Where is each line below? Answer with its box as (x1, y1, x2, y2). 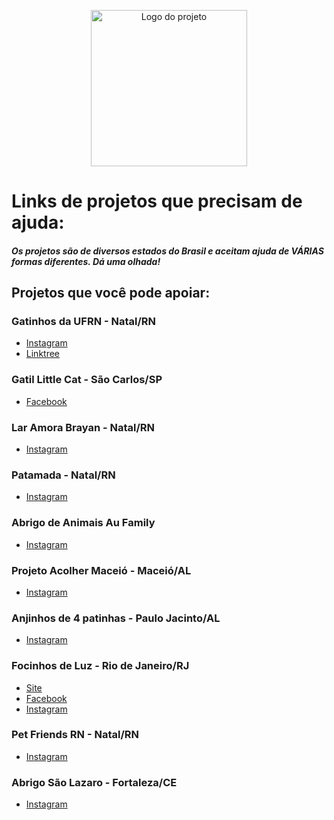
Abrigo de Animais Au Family (11, 516, 156, 530)
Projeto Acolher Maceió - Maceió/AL (11, 563, 192, 577)
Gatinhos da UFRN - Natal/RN (11, 315, 157, 329)
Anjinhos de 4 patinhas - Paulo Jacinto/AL (11, 611, 221, 625)
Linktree (25, 348, 61, 360)
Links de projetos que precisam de (11, 190, 303, 213)
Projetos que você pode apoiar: (11, 285, 211, 302)
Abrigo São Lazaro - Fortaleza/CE (11, 775, 178, 789)
